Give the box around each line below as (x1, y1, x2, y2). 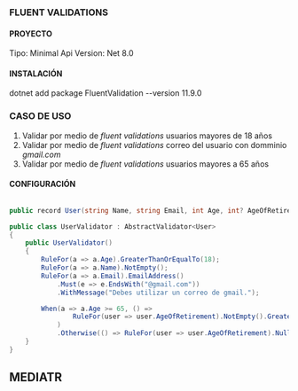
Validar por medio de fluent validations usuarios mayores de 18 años (21, 130, 273, 141)
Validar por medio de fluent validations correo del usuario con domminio (21, 139, 287, 150)
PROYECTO (9, 28, 53, 39)
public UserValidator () (25, 239, 114, 247)
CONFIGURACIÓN (9, 179, 76, 190)
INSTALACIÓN (9, 68, 63, 79)
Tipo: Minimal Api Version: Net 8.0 (9, 48, 134, 59)
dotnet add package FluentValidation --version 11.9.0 (9, 88, 202, 98)
